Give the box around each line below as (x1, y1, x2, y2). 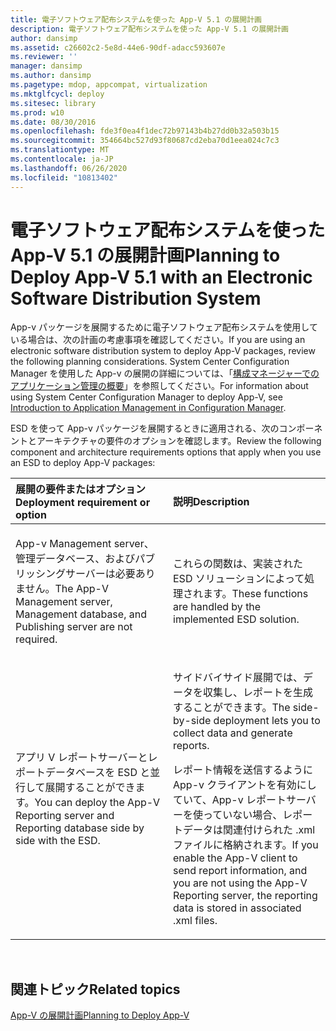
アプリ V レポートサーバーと (15, 751, 148, 765)
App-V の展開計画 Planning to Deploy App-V (10, 1009, 190, 1021)
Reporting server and (15, 809, 115, 823)
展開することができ (44, 781, 136, 795)
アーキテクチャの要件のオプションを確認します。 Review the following (36, 435, 322, 447)
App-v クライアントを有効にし (173, 778, 317, 792)
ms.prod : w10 (10, 107, 65, 118)
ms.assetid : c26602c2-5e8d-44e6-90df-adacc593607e (10, 42, 226, 53)
